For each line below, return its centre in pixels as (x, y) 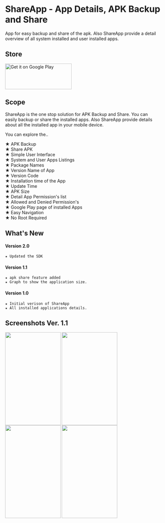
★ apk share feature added (33, 278)
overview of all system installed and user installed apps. (62, 39)
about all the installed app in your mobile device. (54, 124)
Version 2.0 (17, 246)
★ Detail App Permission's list (36, 196)
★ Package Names (25, 165)
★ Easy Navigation (24, 212)
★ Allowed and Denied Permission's (42, 202)
